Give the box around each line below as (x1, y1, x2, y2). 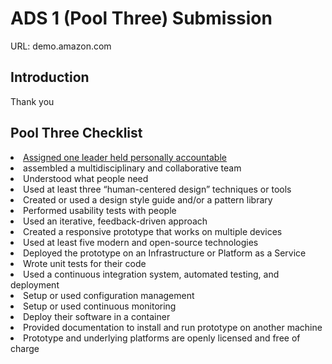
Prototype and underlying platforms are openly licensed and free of (23, 332, 301, 344)
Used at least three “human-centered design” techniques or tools (23, 183, 292, 195)
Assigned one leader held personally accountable (23, 151, 227, 163)
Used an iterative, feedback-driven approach (23, 215, 208, 227)
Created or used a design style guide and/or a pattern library (23, 193, 273, 206)
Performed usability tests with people (23, 204, 177, 216)
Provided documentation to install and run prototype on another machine (23, 321, 323, 333)
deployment (10, 278, 60, 291)
